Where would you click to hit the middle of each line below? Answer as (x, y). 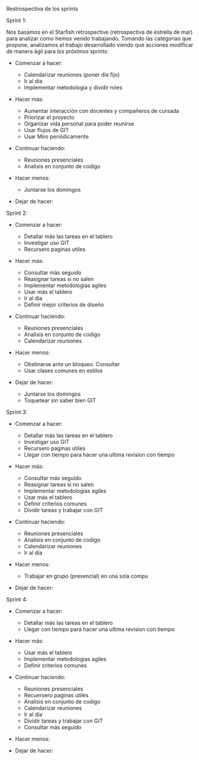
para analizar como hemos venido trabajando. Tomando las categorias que (99, 38)
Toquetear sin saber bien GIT (60, 400)
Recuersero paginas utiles (56, 695)
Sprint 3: (17, 412)
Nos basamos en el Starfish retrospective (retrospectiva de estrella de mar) (99, 32)
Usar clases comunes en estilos (63, 371)
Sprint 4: (17, 599)
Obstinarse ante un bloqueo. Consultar (72, 364)
